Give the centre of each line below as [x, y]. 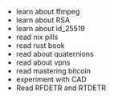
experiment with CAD [51, 79]
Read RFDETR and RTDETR [61, 88]
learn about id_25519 [51, 28]
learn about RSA [43, 20]
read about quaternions [55, 54]
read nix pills [37, 37]
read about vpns [43, 62]
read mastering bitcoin [53, 71]
